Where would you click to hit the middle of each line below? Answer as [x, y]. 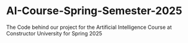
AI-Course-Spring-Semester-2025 [94, 11]
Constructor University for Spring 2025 [54, 33]
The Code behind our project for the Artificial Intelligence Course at [89, 27]
